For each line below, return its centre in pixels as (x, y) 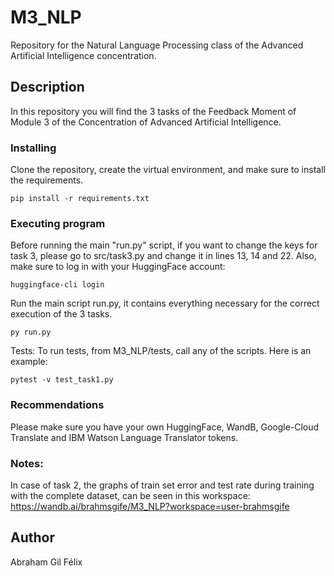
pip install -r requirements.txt (80, 199)
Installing (33, 148)
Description (47, 87)
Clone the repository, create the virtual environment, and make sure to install (168, 170)
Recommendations (57, 405)
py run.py (31, 332)
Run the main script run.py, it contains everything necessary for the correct (165, 303)
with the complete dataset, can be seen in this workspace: (130, 495)
